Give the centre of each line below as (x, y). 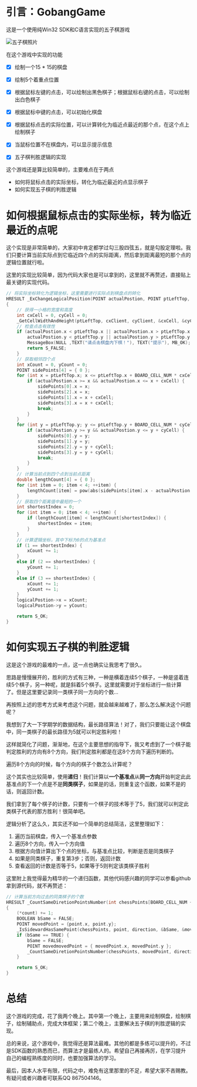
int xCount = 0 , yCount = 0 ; (52, 365)
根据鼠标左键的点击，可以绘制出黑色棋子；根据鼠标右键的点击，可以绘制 (102, 92)
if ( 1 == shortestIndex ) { (50, 546)
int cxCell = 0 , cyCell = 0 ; (52, 315)
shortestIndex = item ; (65, 524)
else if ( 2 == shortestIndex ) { (56, 562)
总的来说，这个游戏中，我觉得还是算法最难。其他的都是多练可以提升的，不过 (98, 1043)
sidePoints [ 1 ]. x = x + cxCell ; (76, 397)
